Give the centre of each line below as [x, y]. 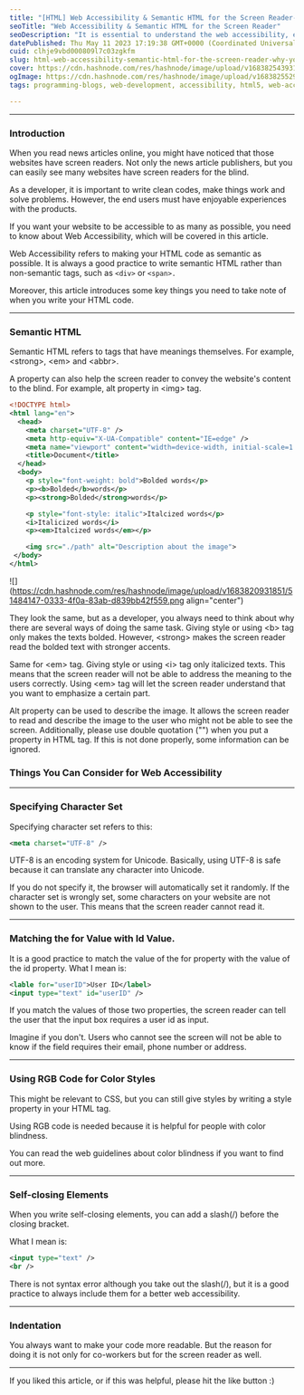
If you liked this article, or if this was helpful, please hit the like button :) [142, 1381]
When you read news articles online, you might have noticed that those [142, 153]
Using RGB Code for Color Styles [82, 1079]
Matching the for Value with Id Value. [92, 939]
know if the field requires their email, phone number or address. [128, 1047]
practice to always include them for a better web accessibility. [125, 1293]
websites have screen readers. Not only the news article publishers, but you [151, 162]
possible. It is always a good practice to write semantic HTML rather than [146, 263]
